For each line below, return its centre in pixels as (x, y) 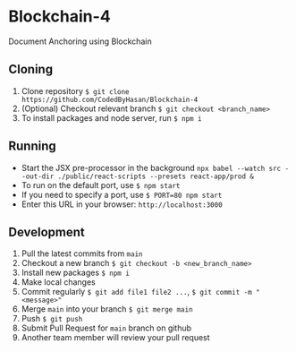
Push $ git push (52, 319)
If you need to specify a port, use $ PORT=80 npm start (122, 194)
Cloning (31, 69)
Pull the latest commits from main (82, 253)
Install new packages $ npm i (76, 273)
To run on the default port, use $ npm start (101, 185)
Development (47, 232)
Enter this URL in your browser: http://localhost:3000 (122, 204)
